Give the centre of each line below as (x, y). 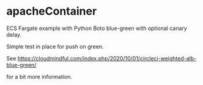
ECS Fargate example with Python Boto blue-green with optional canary (97, 28)
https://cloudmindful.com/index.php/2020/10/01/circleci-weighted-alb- (107, 58)
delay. (14, 34)
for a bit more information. (39, 76)
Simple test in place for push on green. (55, 46)
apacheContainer (52, 11)
